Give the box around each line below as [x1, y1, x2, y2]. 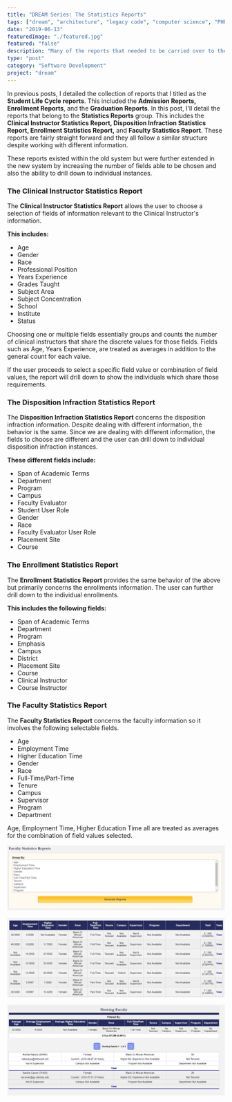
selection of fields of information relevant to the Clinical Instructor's [7, 209, 199, 217]
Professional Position [17, 265, 77, 273]
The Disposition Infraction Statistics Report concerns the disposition [7, 413, 206, 422]
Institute [17, 309, 41, 317]
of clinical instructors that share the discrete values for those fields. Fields [7, 337, 218, 346]
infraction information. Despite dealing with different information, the [7, 420, 202, 429]
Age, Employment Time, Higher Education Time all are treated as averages [7, 823, 220, 832]
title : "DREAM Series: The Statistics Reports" [7, 11, 147, 18]
